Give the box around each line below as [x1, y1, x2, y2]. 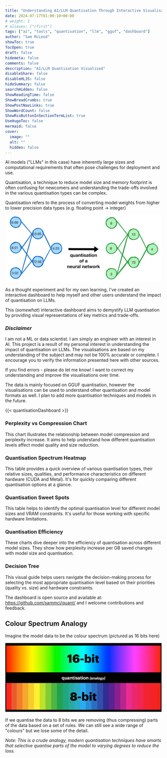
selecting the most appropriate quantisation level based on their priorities [5, 579, 155, 585]
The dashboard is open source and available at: [5, 594, 103, 600]
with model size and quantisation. [5, 550, 74, 556]
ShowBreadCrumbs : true [5, 97, 52, 102]
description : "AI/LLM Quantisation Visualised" [5, 66, 106, 71]
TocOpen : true [5, 45, 35, 50]
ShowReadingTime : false [5, 92, 55, 97]
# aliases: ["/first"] [5, 24, 52, 29]
